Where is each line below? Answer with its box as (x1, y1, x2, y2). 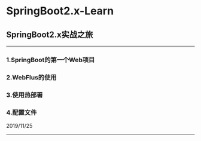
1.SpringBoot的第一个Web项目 (6, 56, 95, 64)
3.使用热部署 (6, 91, 43, 99)
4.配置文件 (6, 108, 37, 117)
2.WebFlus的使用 (6, 73, 57, 81)
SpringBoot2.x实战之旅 (6, 29, 93, 39)
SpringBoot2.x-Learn (6, 4, 114, 18)
